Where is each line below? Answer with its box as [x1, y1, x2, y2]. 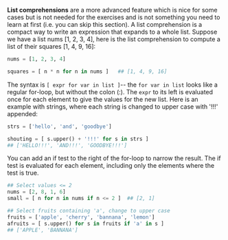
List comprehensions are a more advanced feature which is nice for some [7, 6, 218, 14]
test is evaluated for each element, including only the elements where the [7, 162, 215, 170]
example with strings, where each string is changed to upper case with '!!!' [7, 102, 218, 111]
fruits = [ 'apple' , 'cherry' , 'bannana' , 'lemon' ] [7, 213, 155, 221]
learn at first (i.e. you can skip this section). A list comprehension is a [7, 21, 203, 28]
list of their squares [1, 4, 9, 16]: [7, 43, 96, 50]
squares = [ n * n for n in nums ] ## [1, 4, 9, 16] [7, 68, 168, 75]
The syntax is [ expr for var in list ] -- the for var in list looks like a [7, 80, 218, 89]
